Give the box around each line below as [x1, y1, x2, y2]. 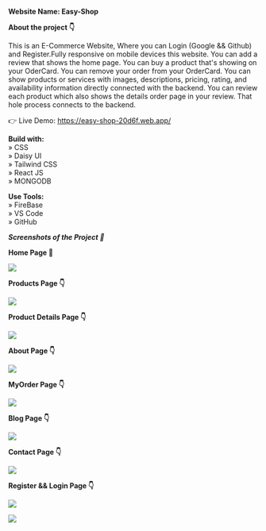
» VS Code [8, 209, 44, 217]
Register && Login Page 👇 [8, 481, 94, 491]
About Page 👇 [8, 346, 56, 356]
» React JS [8, 168, 44, 177]
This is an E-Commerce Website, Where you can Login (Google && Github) [8, 41, 253, 50]
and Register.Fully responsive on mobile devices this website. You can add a [8, 49, 258, 59]
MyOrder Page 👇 [8, 380, 65, 389]
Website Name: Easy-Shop [8, 7, 99, 16]
